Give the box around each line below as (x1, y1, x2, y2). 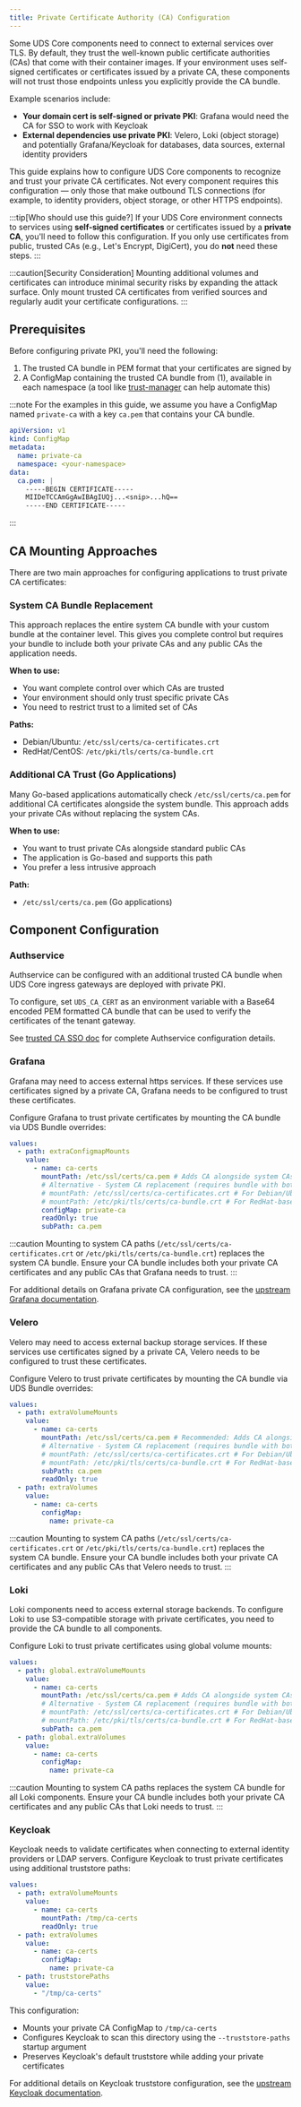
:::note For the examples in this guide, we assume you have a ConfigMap (9, 400, 278, 410)
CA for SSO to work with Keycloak (21, 120, 149, 131)
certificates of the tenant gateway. (9, 1015, 136, 1026)
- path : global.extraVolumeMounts (17, 1666, 146, 1675)
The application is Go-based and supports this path (21, 852, 213, 863)
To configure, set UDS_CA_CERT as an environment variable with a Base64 (9, 997, 276, 1007)
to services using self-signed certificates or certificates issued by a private (9, 221, 292, 232)
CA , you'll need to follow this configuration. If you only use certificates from (9, 230, 289, 242)
